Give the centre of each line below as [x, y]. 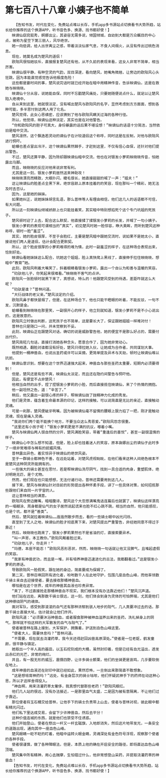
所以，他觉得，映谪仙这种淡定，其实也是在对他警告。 [58, 120]
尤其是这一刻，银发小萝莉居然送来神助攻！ [49, 173]
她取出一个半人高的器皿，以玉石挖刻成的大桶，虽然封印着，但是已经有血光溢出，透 [84, 649]
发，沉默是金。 [18, 305]
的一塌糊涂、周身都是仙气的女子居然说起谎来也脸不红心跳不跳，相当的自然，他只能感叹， [83, 506]
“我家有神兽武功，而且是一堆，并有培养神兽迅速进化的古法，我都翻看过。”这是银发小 [85, 559]
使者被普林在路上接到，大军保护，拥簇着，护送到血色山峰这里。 [67, 628]
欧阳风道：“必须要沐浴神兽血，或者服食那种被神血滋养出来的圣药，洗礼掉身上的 [81, 617]
